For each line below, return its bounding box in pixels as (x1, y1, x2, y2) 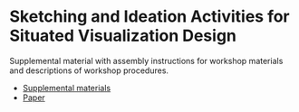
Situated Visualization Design (9, 25, 237, 46)
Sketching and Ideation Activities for (9, 6, 290, 27)
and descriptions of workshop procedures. (9, 65, 169, 76)
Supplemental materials (22, 82, 111, 93)
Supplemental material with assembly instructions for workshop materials (9, 55, 284, 66)
